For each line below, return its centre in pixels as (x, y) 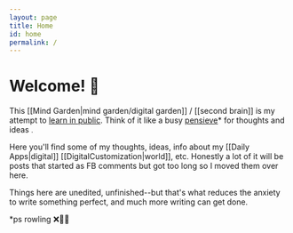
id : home (25, 34)
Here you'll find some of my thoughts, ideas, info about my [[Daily (130, 147)
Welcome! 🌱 (55, 86)
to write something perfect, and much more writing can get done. (129, 202)
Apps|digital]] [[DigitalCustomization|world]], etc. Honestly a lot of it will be (146, 157)
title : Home (31, 26)
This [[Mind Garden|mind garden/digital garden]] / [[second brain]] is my (142, 111)
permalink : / (33, 42)
